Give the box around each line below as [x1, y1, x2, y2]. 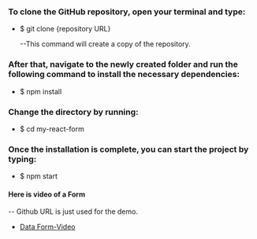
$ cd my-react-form [19, 124, 84, 134]
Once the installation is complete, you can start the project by [8, 144, 249, 155]
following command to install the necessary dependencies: [8, 69, 240, 80]
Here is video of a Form [8, 189, 85, 199]
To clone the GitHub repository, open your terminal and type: [8, 6, 246, 17]
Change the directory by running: [8, 106, 140, 117]
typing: [8, 153, 37, 164]
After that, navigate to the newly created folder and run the [8, 59, 239, 70]
